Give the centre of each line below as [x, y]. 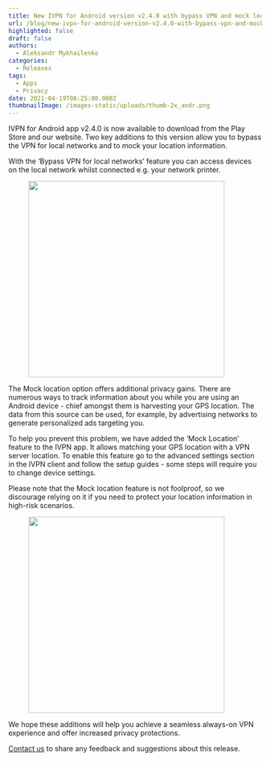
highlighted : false [41, 31]
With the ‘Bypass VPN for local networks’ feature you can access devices [130, 161]
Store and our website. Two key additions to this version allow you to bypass [135, 137]
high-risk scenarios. [41, 506]
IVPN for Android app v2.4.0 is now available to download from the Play [127, 129]
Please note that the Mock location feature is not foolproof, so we [117, 489]
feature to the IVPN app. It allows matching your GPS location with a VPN [129, 447]
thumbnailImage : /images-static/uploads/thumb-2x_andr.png [109, 105]
